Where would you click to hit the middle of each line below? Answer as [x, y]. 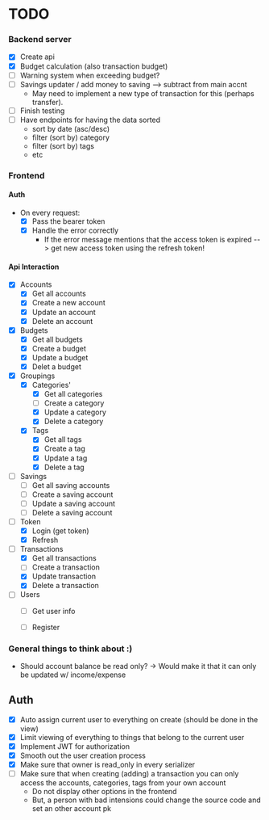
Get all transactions [64, 558]
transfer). [48, 102]
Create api [37, 57]
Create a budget [59, 348]
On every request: [50, 212]
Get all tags [63, 439]
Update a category [75, 412]
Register [46, 627]
